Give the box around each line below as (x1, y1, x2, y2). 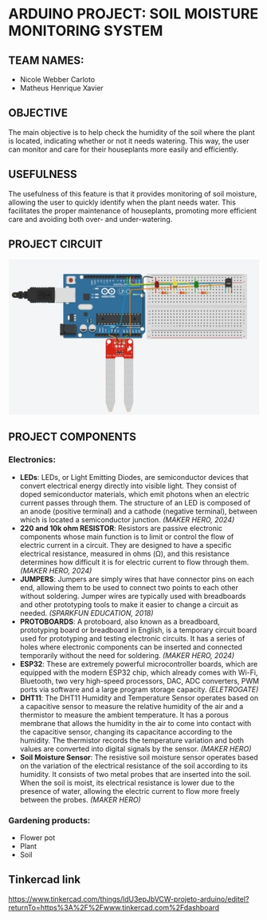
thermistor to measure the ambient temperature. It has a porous (19, 710, 229, 720)
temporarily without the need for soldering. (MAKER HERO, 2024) (19, 650, 235, 660)
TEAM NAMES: (8, 54, 84, 67)
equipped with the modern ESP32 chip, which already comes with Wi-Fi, (19, 668, 258, 677)
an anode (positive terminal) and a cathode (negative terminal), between (19, 506, 257, 516)
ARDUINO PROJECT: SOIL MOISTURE (8, 5, 259, 23)
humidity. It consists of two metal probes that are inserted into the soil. (19, 769, 252, 779)
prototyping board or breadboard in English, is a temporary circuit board (19, 625, 257, 635)
